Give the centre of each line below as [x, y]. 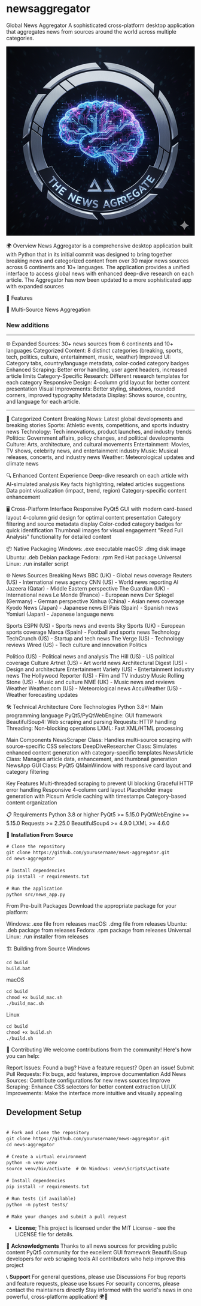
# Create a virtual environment [46, 1157]
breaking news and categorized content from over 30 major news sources [98, 261]
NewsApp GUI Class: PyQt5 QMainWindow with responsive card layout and [99, 765]
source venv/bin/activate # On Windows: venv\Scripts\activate [88, 1169]
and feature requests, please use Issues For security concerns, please [93, 1284]
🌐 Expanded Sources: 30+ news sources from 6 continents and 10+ [90, 344]
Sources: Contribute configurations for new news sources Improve [88, 1081]
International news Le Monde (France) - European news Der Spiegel [90, 595]
